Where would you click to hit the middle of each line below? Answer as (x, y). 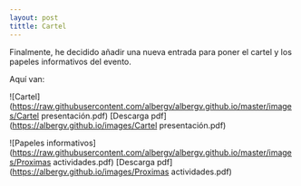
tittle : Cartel (38, 26)
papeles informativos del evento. (70, 61)
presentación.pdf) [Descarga (95, 116)
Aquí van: (27, 79)
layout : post (34, 18)
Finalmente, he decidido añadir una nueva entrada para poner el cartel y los (151, 51)
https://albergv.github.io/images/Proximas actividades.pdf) (122, 172)
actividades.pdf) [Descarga (104, 162)
